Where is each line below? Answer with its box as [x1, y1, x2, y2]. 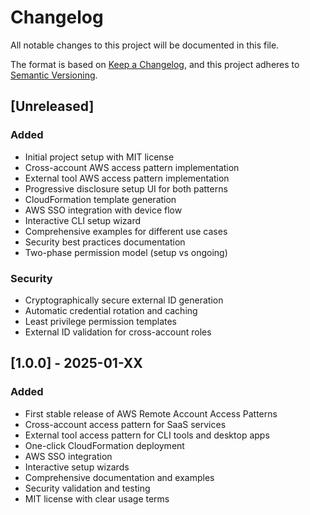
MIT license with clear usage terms [24, 492, 170, 505]
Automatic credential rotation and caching [24, 304, 198, 316]
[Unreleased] [10, 98, 95, 115]
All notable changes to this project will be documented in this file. [10, 39, 280, 51]
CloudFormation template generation [24, 193, 177, 205]
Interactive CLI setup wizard [24, 214, 142, 226]
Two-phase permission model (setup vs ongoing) [24, 246, 228, 258]
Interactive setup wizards [24, 461, 130, 473]
